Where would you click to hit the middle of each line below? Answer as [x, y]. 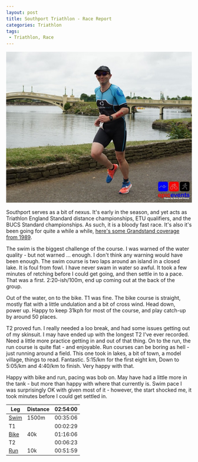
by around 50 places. [32, 316]
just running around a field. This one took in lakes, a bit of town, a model [94, 353]
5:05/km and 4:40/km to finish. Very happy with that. [70, 366]
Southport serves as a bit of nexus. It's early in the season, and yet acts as [97, 212]
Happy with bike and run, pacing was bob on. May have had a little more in [97, 377]
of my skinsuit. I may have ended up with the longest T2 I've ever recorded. [98, 334]
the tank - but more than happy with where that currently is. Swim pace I [94, 383]
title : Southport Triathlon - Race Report [59, 19]
